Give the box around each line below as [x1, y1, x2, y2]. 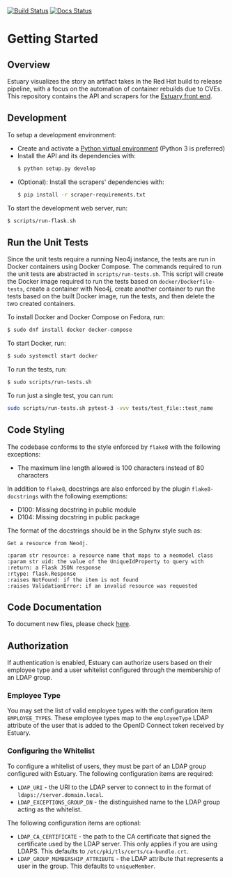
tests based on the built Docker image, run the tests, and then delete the [7, 292, 215, 300]
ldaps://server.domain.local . [17, 790, 105, 798]
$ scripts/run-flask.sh [7, 217, 77, 224]
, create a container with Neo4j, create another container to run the [22, 284, 215, 293]
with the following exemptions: [40, 491, 128, 500]
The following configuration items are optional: [7, 818, 141, 827]
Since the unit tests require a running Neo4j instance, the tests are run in [7, 255, 216, 264]
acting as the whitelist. [17, 805, 82, 814]
